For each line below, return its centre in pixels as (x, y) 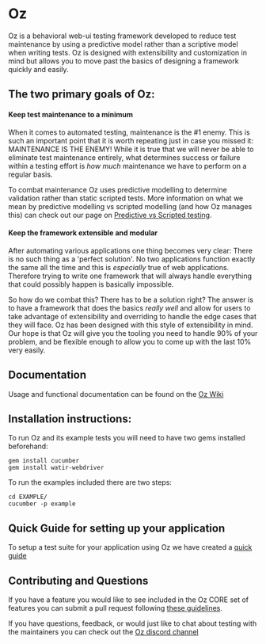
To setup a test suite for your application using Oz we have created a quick (130, 547)
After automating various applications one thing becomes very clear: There (131, 250)
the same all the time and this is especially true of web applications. (119, 267)
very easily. (27, 350)
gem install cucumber (44, 461)
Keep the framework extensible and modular (83, 233)
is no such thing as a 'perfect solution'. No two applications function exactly (132, 259)
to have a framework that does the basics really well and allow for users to (129, 308)
